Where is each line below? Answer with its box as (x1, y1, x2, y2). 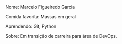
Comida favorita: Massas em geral (5, 14, 76, 19)
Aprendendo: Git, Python (5, 23, 57, 29)
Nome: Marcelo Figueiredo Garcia (5, 4, 75, 10)
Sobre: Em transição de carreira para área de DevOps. (5, 33, 117, 39)
